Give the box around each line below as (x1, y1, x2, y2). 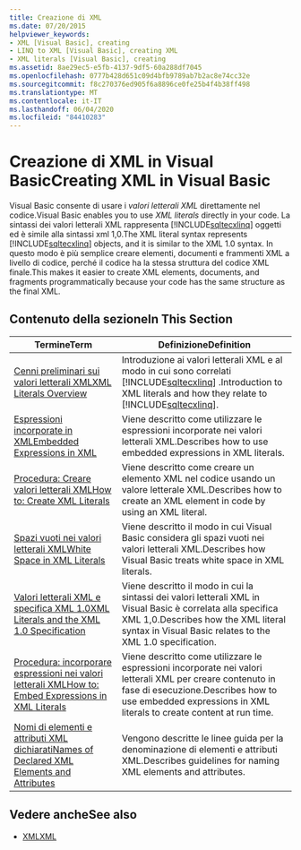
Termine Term (34, 338, 92, 350)
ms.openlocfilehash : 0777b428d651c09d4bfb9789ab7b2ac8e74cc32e (9, 72, 251, 81)
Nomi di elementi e (13, 720, 92, 733)
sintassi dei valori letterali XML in (121, 590, 260, 603)
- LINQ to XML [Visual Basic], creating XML (9, 47, 178, 56)
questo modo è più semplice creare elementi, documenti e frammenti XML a (9, 248, 290, 259)
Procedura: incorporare (13, 656, 112, 668)
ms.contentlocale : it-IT (9, 96, 102, 106)
